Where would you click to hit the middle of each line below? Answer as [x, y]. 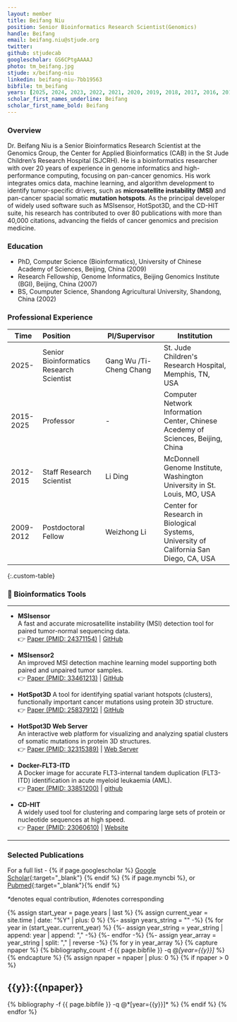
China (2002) [37, 299]
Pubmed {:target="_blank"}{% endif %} [64, 885]
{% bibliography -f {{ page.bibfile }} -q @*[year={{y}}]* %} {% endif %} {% [117, 1004]
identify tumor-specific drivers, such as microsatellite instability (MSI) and [117, 190]
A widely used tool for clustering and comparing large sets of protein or [121, 813]
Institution [195, 336]
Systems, [179, 532]
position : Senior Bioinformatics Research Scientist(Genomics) [102, 27]
